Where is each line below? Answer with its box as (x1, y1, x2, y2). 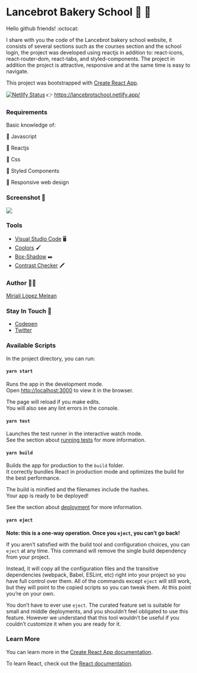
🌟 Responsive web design (6, 179, 69, 186)
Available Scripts (6, 341, 56, 350)
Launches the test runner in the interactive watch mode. (6, 430, 143, 437)
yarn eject (6, 517, 33, 523)
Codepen (14, 321, 38, 328)
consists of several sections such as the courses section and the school (6, 43, 182, 50)
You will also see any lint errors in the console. (6, 405, 120, 412)
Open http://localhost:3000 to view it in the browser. (6, 387, 134, 394)
